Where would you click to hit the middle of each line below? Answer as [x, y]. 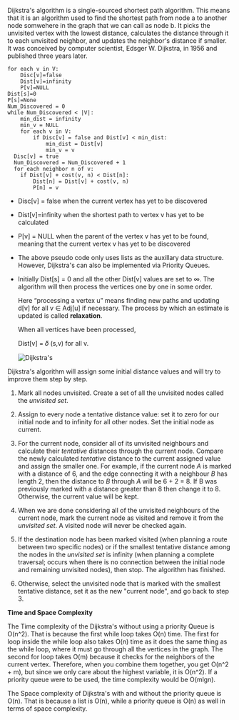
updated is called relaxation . [60, 316]
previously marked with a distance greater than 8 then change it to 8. [119, 489]
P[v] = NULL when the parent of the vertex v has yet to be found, [113, 236]
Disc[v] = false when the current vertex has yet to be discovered [112, 201]
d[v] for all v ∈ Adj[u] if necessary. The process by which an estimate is [123, 308]
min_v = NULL [40, 125]
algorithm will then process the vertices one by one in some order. [115, 286]
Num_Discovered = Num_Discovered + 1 [70, 163]
